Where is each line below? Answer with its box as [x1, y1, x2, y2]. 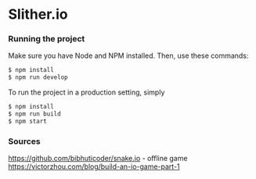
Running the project [8, 34, 85, 45]
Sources [8, 135, 41, 146]
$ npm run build [8, 110, 61, 118]
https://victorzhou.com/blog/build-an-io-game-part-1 [8, 162, 180, 171]
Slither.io [8, 5, 68, 23]
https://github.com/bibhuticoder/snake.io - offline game [8, 154, 188, 163]
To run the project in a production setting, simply [8, 88, 165, 97]
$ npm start [8, 117, 47, 125]
